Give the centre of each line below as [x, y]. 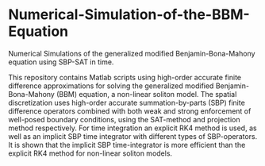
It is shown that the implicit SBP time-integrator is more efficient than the [127, 145]
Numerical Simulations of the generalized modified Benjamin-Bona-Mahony [132, 53]
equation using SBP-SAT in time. [61, 62]
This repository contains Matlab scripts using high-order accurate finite [125, 77]
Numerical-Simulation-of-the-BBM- [129, 15]
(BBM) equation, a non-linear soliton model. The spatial [147, 94]
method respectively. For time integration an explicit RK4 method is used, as [132, 128]
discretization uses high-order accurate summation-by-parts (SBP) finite [127, 102]
